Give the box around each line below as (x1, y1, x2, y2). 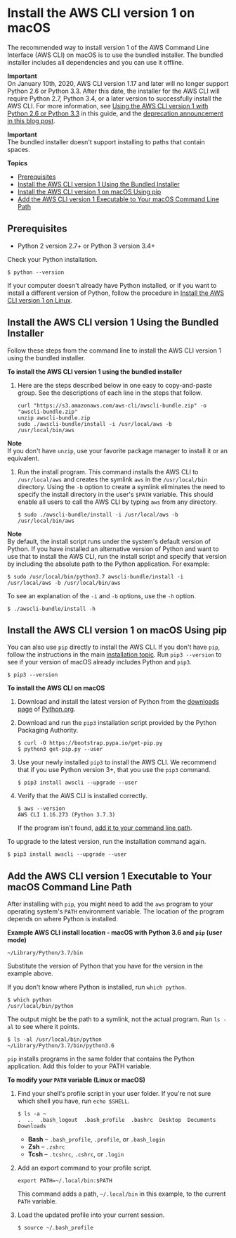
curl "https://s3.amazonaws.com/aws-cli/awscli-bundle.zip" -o (17, 402, 207, 409)
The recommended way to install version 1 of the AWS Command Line (7, 43, 209, 51)
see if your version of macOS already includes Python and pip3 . (7, 658, 192, 667)
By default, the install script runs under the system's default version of (7, 537, 211, 545)
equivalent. (7, 454, 40, 462)
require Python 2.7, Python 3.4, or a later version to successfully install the (7, 94, 223, 103)
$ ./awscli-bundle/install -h (7, 605, 96, 612)
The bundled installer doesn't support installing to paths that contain (7, 137, 205, 146)
